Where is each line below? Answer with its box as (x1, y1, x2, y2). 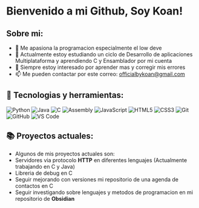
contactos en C (15, 182, 53, 189)
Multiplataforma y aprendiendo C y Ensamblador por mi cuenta (15, 57, 172, 64)
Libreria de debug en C (15, 169, 73, 177)
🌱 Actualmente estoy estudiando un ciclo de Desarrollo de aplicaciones (15, 51, 193, 58)
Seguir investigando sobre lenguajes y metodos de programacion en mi (15, 189, 194, 196)
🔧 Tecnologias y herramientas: (6, 90, 124, 100)
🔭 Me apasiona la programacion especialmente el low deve (15, 44, 162, 51)
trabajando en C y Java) (15, 163, 76, 170)
